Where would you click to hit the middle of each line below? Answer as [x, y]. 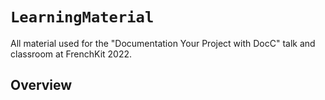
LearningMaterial [82, 17]
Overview [41, 85]
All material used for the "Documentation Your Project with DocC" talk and [163, 43]
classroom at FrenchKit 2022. [71, 54]
